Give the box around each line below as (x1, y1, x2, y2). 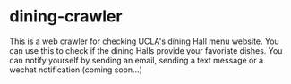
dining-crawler (9, 6, 123, 27)
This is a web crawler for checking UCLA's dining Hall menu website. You (9, 36, 279, 46)
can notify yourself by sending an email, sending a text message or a (9, 55, 264, 65)
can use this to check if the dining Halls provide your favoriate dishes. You (9, 45, 283, 55)
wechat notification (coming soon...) (9, 64, 143, 75)
